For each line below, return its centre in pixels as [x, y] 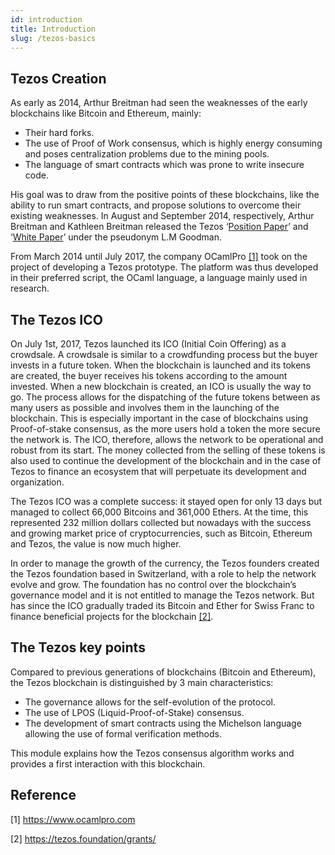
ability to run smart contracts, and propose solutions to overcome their [156, 205]
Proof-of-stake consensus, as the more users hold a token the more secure [165, 429]
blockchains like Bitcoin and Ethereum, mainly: [106, 113]
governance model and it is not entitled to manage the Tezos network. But [162, 595]
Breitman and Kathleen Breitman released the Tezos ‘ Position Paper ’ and [159, 227]
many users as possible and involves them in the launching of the [145, 407]
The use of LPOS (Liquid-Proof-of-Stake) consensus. [134, 712]
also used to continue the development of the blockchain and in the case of [166, 460]
